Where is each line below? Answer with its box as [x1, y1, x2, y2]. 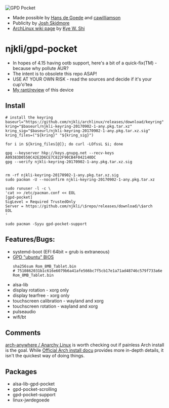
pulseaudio [12, 308, 36, 314]
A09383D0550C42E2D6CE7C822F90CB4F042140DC [5, 155, 96, 160]
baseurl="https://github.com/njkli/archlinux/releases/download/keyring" [5, 119, 164, 124]
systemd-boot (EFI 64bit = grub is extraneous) [12, 248, 110, 254]
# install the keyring [5, 115, 53, 120]
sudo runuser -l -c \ [5, 186, 51, 191]
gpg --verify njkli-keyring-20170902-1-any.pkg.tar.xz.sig [5, 159, 133, 164]
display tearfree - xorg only [12, 292, 70, 299]
